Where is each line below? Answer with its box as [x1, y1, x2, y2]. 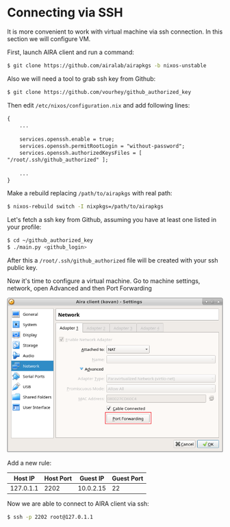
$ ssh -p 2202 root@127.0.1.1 [7, 513, 94, 520]
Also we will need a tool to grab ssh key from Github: [7, 74, 156, 83]
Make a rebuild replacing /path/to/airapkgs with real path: [7, 188, 172, 197]
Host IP [13, 474, 36, 482]
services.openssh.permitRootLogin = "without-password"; [19, 143, 186, 149]
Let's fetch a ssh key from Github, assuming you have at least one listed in [7, 215, 217, 223]
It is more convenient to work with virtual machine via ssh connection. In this [7, 27, 223, 36]
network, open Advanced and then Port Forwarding [7, 284, 153, 293]
